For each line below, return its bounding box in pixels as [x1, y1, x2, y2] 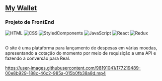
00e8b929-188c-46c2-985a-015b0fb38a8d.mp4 [5, 70, 106, 76]
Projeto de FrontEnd [5, 19, 54, 26]
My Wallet [5, 4, 37, 12]
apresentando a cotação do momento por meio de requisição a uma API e [5, 50, 157, 56]
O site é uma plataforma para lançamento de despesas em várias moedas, [5, 44, 158, 51]
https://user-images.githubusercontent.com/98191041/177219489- [5, 65, 141, 71]
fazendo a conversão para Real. [5, 55, 71, 61]
